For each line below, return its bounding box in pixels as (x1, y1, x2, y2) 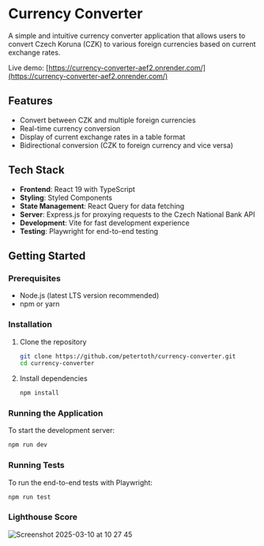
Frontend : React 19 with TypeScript (19, 184, 136, 194)
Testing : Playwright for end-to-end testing (19, 226, 159, 235)
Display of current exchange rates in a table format (19, 132, 186, 141)
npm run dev (8, 441, 47, 449)
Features (8, 94, 53, 107)
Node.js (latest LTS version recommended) (19, 291, 160, 300)
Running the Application (8, 408, 104, 419)
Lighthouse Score (8, 511, 77, 522)
